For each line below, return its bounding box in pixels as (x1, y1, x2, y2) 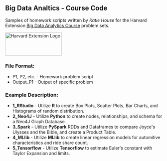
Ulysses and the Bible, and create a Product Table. (12, 129, 117, 135)
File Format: (5, 62, 35, 69)
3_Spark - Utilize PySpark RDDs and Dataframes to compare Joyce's (12, 124, 156, 130)
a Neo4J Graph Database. (12, 119, 66, 125)
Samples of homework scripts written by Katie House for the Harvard (5, 17, 147, 23)
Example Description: (5, 92, 59, 99)
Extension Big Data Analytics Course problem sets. (5, 22, 110, 28)
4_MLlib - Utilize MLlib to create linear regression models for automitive (12, 135, 161, 141)
